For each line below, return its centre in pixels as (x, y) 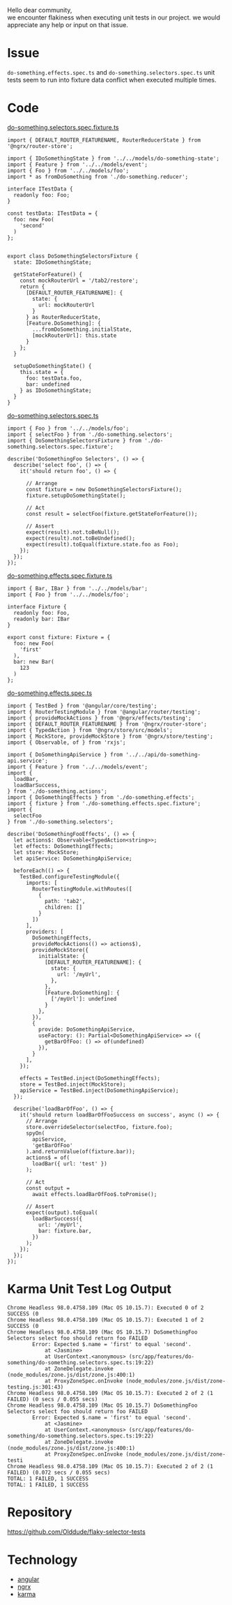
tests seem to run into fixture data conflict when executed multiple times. (112, 80)
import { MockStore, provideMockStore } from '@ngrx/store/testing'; (110, 736)
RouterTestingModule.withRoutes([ (82, 889)
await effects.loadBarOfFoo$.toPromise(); (95, 1194)
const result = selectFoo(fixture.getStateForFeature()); (111, 514)
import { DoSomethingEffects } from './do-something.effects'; (101, 797)
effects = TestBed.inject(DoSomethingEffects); (90, 1078)
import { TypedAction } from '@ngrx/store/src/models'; (90, 730)
